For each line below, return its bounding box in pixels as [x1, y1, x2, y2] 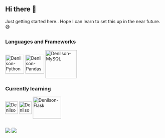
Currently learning [5, 85, 51, 92]
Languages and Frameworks [5, 38, 76, 45]
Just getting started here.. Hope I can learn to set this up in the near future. [5, 18, 160, 24]
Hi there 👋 [5, 5, 37, 14]
